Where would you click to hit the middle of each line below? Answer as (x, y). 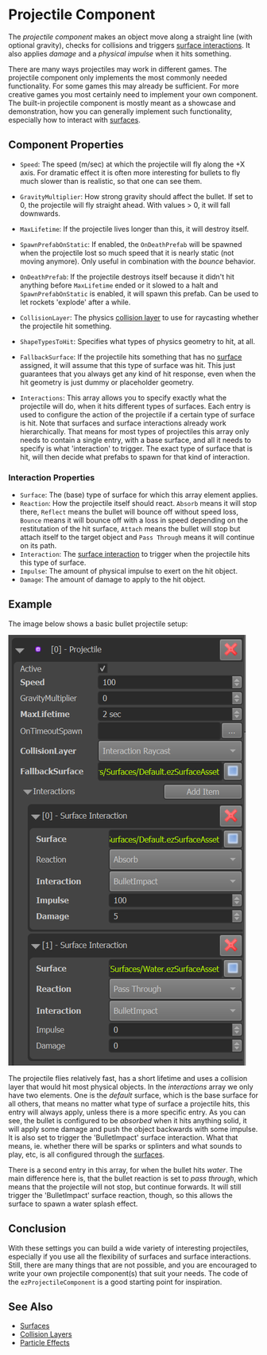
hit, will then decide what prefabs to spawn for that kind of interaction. (135, 456)
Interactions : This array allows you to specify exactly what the (123, 397)
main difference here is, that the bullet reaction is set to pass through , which (133, 1178)
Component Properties (66, 145)
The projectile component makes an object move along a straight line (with (130, 37)
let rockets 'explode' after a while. (75, 302)
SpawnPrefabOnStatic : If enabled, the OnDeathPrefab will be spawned (131, 244)
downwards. (40, 213)
